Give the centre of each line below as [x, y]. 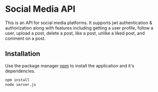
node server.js [21, 85]
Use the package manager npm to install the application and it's [70, 65]
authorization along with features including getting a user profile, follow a [79, 28]
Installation [23, 54]
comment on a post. [25, 38]
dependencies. [20, 71]
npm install [17, 80]
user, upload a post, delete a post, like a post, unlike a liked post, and [75, 33]
